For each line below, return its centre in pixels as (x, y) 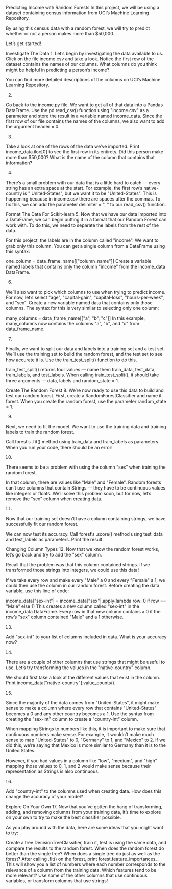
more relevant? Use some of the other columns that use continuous (77, 875)
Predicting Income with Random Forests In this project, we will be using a (83, 7)
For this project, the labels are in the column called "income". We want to (82, 240)
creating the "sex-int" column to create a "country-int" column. (72, 719)
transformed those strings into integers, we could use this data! (72, 570)
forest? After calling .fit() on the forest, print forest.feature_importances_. (82, 859)
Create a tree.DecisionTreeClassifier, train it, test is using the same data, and (86, 843)
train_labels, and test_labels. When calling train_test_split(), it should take (82, 375)
